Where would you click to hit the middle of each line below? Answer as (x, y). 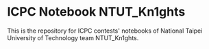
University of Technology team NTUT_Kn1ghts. (73, 37)
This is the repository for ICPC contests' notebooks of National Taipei (105, 31)
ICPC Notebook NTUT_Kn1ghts (96, 12)
